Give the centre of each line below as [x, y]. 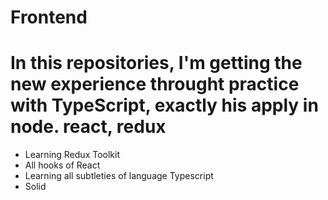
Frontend [49, 17]
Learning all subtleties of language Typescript [119, 176]
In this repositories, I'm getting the [156, 63]
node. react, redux [88, 127]
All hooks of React [62, 165]
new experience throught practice [155, 84]
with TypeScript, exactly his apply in [164, 105]
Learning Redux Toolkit [72, 155]
